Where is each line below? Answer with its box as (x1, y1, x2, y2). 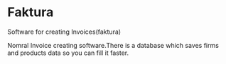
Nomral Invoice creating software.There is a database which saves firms (7, 41, 219, 49)
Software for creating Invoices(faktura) (7, 27, 122, 36)
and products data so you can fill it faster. (7, 49, 129, 57)
